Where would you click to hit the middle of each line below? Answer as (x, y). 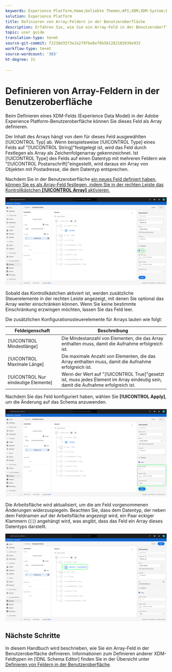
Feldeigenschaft (32, 331)
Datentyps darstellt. (26, 527)
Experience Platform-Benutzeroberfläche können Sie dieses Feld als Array (84, 121)
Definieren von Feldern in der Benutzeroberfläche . (58, 664)
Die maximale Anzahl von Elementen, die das (109, 356)
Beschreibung (113, 331)
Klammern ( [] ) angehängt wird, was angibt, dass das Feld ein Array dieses (84, 521)
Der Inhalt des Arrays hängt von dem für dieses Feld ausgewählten (76, 137)
